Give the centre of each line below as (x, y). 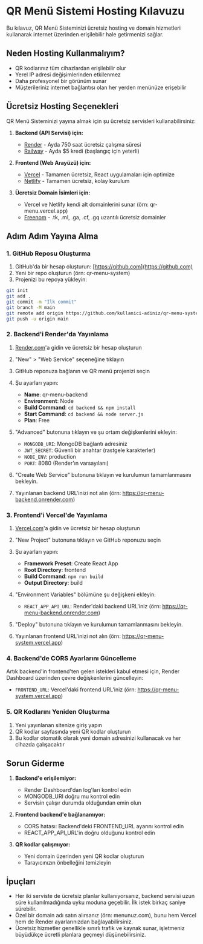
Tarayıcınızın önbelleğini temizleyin (67, 862)
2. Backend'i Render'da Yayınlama (57, 334)
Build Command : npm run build (64, 576)
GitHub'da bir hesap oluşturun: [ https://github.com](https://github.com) (104, 267)
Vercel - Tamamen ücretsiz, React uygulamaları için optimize (99, 175)
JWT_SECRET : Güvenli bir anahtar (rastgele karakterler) (90, 450)
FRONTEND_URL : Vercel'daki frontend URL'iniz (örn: (76, 690)
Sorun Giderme (35, 764)
